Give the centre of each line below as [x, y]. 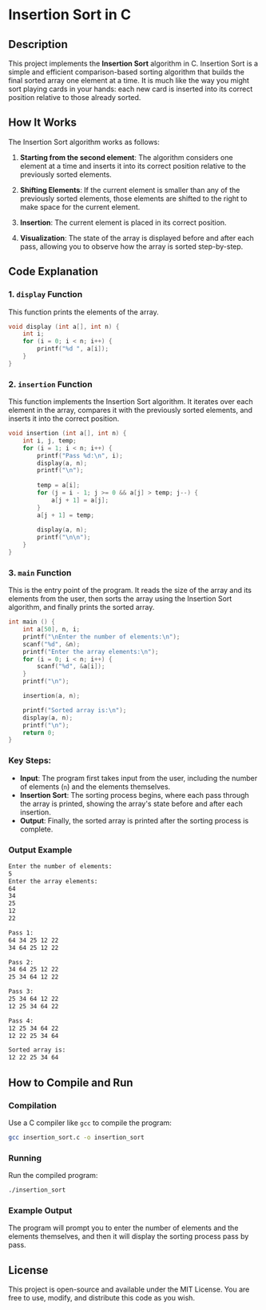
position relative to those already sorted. [75, 97]
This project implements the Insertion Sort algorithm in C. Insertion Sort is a [133, 63]
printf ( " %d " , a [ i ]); [73, 349]
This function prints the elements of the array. [83, 312]
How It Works [43, 123]
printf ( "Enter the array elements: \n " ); [91, 651]
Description [38, 44]
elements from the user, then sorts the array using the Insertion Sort [120, 599]
